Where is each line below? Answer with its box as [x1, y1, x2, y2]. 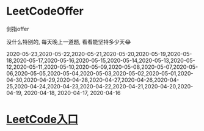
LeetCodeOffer [6, 4, 84, 18]
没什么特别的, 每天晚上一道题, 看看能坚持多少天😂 [6, 38, 131, 45]
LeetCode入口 [6, 113, 78, 126]
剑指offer [6, 25, 29, 32]
